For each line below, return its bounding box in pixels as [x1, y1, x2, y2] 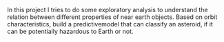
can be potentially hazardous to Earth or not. [7, 27, 134, 35]
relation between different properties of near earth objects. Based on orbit [7, 13, 218, 21]
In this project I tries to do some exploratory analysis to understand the [7, 6, 208, 14]
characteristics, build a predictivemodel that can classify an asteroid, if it [7, 20, 214, 28]
